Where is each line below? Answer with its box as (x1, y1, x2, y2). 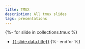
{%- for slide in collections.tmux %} (5, 30, 78, 35)
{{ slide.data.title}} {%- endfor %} (12, 39, 81, 45)
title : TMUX (5, 7, 29, 12)
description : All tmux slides (5, 12, 67, 16)
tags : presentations (5, 16, 48, 21)
